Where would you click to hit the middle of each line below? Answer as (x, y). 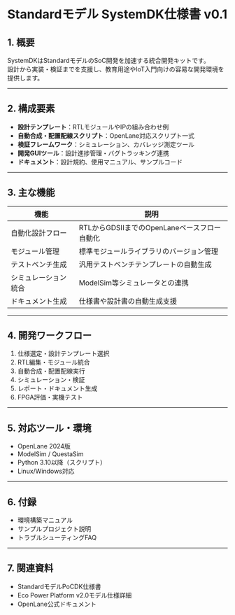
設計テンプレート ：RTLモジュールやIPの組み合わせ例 (93, 127)
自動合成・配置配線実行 (51, 371)
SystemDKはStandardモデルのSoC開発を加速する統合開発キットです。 (108, 61)
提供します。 (26, 78)
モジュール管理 (35, 251)
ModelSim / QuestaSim (50, 454)
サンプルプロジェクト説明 (54, 529)
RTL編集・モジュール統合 (54, 362)
